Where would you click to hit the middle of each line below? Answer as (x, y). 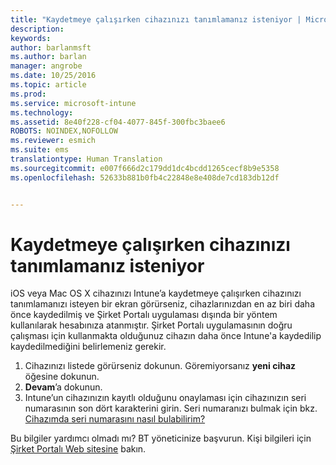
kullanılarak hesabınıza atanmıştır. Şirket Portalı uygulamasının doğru (151, 325)
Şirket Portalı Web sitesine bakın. (78, 449)
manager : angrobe (46, 66)
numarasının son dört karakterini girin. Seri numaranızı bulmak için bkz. (171, 408)
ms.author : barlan (48, 57)
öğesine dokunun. (62, 377)
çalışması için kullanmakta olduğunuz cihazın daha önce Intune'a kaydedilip (166, 336)
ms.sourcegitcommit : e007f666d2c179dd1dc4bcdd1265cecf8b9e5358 (145, 168)
